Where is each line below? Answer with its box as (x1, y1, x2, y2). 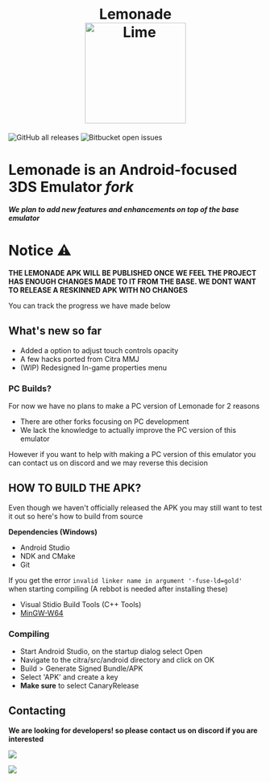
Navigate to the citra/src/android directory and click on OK (19, 655, 215, 665)
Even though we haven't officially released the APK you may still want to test (8, 502, 263, 512)
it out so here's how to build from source (8, 511, 143, 521)
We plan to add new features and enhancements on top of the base (8, 204, 239, 214)
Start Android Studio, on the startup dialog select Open (19, 647, 203, 656)
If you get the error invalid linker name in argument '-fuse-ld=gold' (8, 575, 243, 584)
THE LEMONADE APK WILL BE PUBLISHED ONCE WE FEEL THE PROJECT (8, 268, 257, 277)
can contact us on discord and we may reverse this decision (8, 458, 208, 468)
